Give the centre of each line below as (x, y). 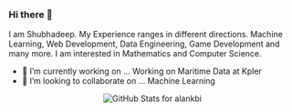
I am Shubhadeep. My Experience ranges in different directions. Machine (146, 35)
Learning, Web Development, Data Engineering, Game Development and (144, 44)
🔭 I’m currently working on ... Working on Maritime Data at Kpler (141, 71)
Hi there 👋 (31, 15)
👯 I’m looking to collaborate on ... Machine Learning (119, 81)
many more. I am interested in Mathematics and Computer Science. (135, 54)
